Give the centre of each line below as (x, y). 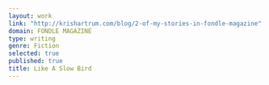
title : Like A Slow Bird (50, 69)
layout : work (30, 16)
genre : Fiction (34, 46)
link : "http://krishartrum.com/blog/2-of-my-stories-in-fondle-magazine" (135, 23)
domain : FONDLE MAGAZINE (50, 31)
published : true (36, 62)
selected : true (34, 53)
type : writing (32, 38)
